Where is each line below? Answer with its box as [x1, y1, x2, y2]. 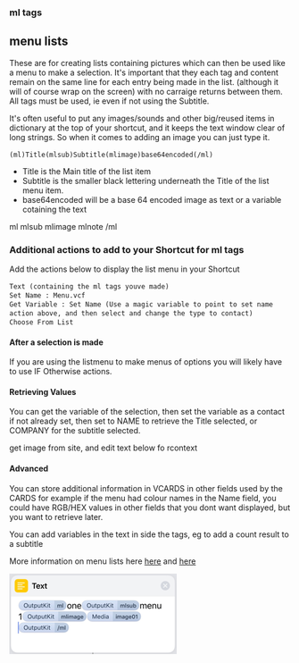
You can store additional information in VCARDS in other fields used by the [9, 483, 283, 493]
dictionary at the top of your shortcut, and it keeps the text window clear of [9, 122, 286, 133]
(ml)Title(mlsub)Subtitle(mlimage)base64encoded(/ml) [9, 150, 214, 159]
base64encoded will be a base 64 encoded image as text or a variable [21, 194, 282, 205]
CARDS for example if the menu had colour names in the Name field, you [9, 492, 277, 503]
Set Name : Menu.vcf [9, 291, 87, 300]
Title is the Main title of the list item [21, 165, 152, 176]
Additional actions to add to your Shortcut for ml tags [9, 243, 245, 256]
